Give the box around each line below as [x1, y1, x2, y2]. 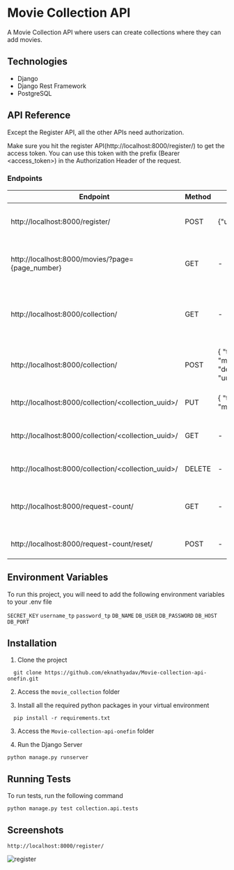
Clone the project [17, 655, 68, 665]
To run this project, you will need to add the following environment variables [7, 590, 225, 598]
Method [184, 191, 212, 201]
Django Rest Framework [17, 82, 87, 90]
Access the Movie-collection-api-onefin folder [17, 727, 155, 735]
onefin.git [7, 676, 39, 683]
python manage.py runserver [7, 754, 89, 761]
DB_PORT [7, 618, 30, 625]
